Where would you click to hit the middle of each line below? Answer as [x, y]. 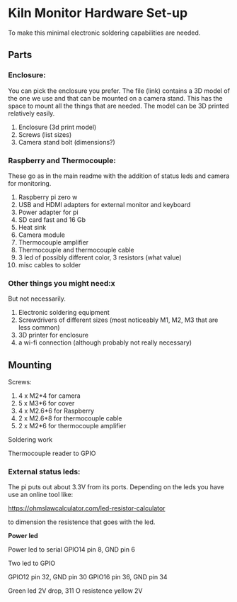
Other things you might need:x [62, 283]
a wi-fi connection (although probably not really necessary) [105, 342]
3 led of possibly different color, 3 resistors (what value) [100, 257]
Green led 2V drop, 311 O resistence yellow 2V [75, 591]
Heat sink [32, 227]
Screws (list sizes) [45, 134]
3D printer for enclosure [53, 335]
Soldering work [30, 440]
